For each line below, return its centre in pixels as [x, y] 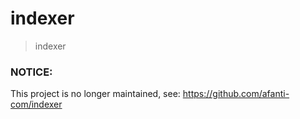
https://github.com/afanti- [236, 94]
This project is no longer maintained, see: [95, 94]
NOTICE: [31, 72]
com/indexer [36, 104]
